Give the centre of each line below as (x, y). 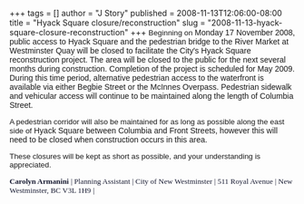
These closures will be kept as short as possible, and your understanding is (135, 156)
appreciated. (30, 165)
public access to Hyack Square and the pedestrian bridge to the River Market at (149, 41)
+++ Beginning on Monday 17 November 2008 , (213, 32)
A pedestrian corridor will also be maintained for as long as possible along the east (147, 121)
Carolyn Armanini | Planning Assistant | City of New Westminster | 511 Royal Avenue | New (151, 181)
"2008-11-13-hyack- (245, 23)
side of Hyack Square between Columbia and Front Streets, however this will (144, 131)
